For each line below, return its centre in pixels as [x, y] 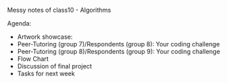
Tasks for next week [46, 73]
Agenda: [19, 23]
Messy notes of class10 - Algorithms [59, 10]
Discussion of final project [54, 66]
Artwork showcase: [45, 37]
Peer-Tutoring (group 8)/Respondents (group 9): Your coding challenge [118, 52]
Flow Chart [33, 59]
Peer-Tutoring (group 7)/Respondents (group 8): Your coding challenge [118, 44]
